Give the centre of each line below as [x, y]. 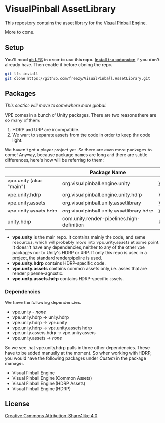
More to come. [20, 32]
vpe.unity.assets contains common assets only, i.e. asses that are [80, 269]
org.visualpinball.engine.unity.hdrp [102, 195]
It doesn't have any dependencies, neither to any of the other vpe [79, 247]
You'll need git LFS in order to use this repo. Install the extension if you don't [82, 60]
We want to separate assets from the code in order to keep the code [81, 135]
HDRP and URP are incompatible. [46, 130]
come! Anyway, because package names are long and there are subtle [76, 155]
